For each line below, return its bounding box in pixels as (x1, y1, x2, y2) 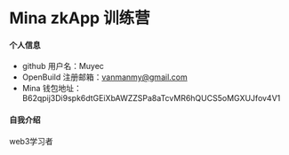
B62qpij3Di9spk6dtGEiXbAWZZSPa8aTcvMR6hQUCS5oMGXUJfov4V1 (21, 93, 281, 104)
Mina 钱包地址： (21, 83, 82, 94)
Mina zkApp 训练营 (9, 8, 151, 28)
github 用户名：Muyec (21, 61, 105, 72)
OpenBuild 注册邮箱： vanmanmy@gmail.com (21, 72, 189, 82)
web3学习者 (9, 136, 53, 146)
